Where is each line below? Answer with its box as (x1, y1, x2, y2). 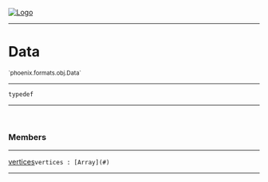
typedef (8, 90, 34, 99)
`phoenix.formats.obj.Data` (8, 68, 81, 77)
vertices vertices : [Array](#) (8, 157, 110, 167)
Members (8, 131, 46, 142)
